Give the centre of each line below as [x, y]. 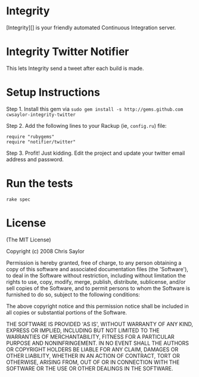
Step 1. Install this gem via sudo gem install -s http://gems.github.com [95, 109]
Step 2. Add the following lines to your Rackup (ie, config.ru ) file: [86, 125]
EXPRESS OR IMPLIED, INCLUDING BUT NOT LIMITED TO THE [83, 330]
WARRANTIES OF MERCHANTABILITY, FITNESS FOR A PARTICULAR [90, 336]
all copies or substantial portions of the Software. [66, 312]
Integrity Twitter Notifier [68, 52]
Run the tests [40, 183]
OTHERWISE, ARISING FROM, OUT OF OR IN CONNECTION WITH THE [93, 362]
